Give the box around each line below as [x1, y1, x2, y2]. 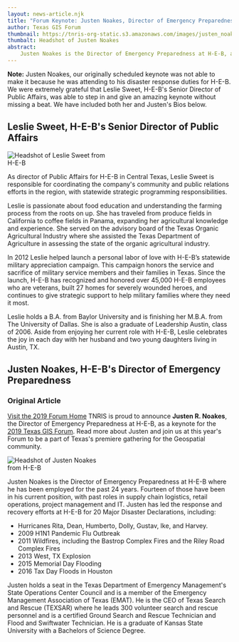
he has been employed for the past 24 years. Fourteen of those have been [7, 485, 225, 494]
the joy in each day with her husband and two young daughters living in [7, 335, 217, 343]
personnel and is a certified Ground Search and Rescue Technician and [7, 611, 216, 620]
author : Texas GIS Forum [7, 24, 81, 31]
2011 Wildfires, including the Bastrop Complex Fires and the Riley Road [17, 536, 225, 546]
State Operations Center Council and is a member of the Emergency [7, 588, 207, 597]
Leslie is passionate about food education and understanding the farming [7, 201, 223, 210]
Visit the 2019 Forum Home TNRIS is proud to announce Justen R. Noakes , [7, 412, 228, 421]
